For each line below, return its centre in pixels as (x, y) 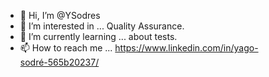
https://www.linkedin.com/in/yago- (186, 48)
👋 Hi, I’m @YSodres (60, 15)
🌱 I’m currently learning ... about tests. (98, 36)
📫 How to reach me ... (66, 48)
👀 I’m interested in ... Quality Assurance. (102, 26)
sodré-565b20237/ (59, 62)
